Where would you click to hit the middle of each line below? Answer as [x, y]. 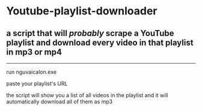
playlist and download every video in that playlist [100, 42]
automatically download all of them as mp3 [60, 101]
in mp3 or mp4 [34, 52]
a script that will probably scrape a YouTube [90, 33]
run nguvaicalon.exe [32, 72]
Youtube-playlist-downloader [82, 11]
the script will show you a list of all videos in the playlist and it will [87, 95]
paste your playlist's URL [37, 83]
